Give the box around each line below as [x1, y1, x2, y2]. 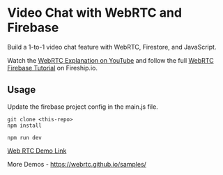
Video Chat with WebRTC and [7, 5, 183, 21]
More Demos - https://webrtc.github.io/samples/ [7, 160, 146, 168]
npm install [7, 122, 42, 129]
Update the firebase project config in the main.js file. [7, 102, 158, 111]
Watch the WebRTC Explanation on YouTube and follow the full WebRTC [7, 56, 214, 64]
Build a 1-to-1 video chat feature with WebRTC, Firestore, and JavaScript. [7, 43, 217, 51]
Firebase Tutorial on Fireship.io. [7, 63, 98, 72]
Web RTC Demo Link [7, 146, 67, 155]
